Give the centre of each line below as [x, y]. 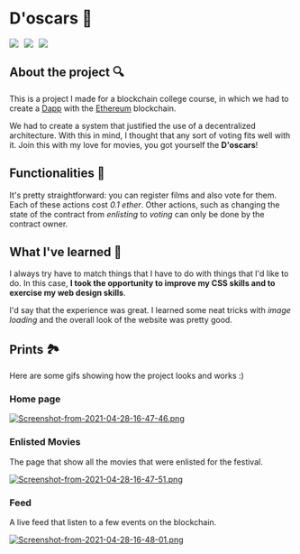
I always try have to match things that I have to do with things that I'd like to [149, 273]
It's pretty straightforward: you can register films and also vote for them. [143, 195]
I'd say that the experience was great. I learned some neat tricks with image [150, 310]
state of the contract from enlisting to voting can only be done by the [137, 214]
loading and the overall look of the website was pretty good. [121, 320]
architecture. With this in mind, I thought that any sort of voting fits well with [150, 135]
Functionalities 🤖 [57, 174]
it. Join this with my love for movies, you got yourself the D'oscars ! [134, 144]
